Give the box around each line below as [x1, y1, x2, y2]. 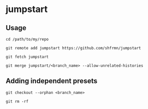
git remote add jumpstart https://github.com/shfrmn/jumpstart [6, 46, 141, 51]
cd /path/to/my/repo [6, 37, 49, 42]
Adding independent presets [6, 77, 98, 85]
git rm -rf [6, 99, 29, 104]
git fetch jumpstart [6, 54, 49, 59]
